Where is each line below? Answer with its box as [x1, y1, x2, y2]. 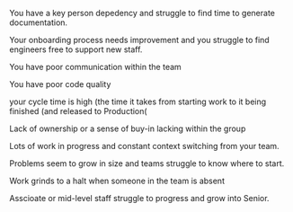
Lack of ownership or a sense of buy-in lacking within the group [9, 123, 246, 134]
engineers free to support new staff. [9, 44, 143, 55]
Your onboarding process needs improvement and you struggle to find [9, 35, 270, 45]
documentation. [9, 17, 68, 28]
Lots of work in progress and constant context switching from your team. [9, 141, 280, 151]
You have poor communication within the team [9, 62, 182, 72]
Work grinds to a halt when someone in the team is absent [9, 175, 225, 186]
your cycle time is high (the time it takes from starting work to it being [9, 96, 267, 107]
